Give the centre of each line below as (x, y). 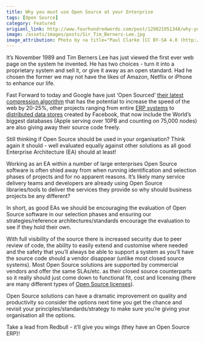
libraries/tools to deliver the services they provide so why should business (99, 190)
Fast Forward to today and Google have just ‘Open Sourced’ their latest (95, 95)
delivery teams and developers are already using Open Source (84, 183)
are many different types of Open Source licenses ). (70, 284)
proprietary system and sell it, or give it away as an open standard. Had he (99, 70)
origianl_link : (25, 29)
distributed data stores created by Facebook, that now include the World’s (99, 114)
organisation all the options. (41, 315)
